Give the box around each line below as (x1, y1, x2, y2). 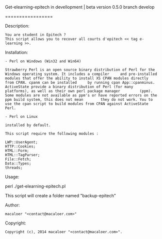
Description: (5, 23, 30, 29)
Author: (5, 202, 20, 208)
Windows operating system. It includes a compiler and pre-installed (5, 72, 158, 76)
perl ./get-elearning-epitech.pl (5, 184, 66, 189)
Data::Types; (5, 161, 32, 166)
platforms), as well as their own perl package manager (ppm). (5, 89, 153, 93)
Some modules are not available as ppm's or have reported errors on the (5, 93, 158, 98)
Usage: (5, 174, 19, 180)
